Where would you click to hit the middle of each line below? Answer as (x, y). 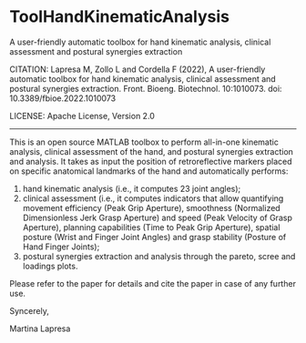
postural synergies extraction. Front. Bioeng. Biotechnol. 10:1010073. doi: (146, 88)
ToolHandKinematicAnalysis (120, 17)
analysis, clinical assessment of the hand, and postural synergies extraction (152, 151)
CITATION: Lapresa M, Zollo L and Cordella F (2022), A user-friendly (138, 69)
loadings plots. (50, 266)
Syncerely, (30, 310)
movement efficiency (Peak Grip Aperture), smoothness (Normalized (151, 207)
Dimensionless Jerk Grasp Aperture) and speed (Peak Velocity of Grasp (158, 217)
